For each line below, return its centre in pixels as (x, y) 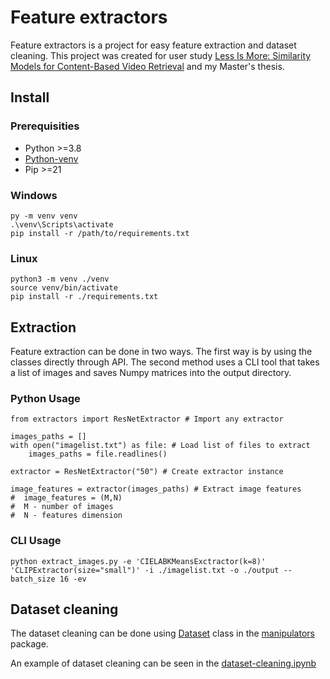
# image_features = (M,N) (66, 498)
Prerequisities (45, 126)
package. (29, 644)
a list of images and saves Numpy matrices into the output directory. (151, 373)
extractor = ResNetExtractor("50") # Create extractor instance (147, 472)
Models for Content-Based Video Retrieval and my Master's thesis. (147, 66)
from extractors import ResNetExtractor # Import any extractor (147, 419)
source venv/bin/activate (64, 288)
